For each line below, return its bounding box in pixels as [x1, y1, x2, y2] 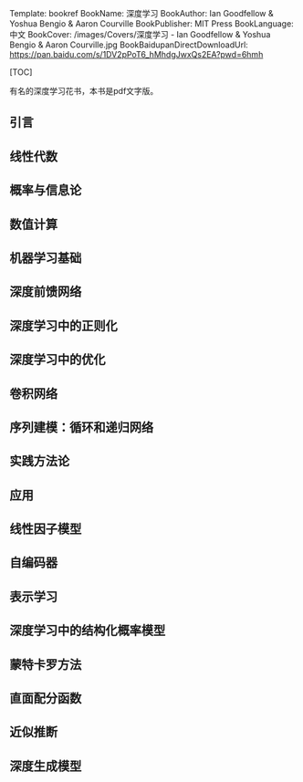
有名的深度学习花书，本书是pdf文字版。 [9, 86, 159, 96]
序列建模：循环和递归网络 [9, 419, 153, 435]
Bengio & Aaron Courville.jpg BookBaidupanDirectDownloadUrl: [9, 39, 248, 50]
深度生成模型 [9, 758, 82, 774]
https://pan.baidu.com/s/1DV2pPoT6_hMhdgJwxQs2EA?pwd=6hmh [9, 49, 264, 59]
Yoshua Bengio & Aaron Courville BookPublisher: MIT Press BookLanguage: [9, 18, 294, 29]
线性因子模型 [9, 521, 82, 537]
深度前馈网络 [9, 284, 82, 299]
